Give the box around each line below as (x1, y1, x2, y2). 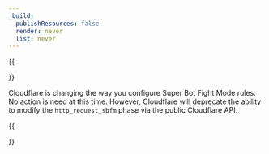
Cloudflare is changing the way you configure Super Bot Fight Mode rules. (8, 88, 257, 98)
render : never (15, 27, 63, 35)
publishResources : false (15, 19, 100, 28)
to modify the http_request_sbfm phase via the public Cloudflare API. (8, 105, 238, 115)
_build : (8, 11, 35, 20)
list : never (15, 34, 57, 43)
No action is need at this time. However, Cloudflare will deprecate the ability (8, 96, 262, 106)
